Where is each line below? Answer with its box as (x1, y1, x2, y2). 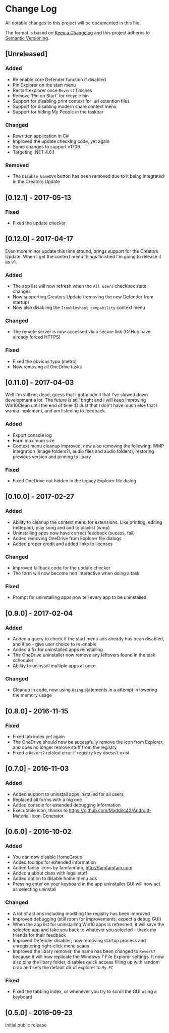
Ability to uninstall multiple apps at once (12, 662, 96, 669)
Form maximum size (12, 437, 54, 443)
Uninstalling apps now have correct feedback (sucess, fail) (12, 530, 135, 536)
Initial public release (5, 1022, 47, 1028)
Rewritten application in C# (12, 133, 69, 139)
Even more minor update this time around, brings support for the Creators (5, 248, 158, 254)
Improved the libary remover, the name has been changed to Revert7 (12, 948, 155, 954)
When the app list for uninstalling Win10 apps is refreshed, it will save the (12, 921, 164, 927)
